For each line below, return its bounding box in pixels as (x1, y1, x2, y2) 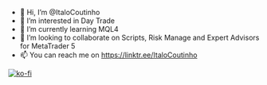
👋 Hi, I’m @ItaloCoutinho (19, 8, 100, 17)
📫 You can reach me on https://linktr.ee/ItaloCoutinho (19, 50, 198, 60)
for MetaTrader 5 (19, 41, 76, 51)
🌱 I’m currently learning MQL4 (19, 25, 120, 33)
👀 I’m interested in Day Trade (19, 16, 116, 25)
